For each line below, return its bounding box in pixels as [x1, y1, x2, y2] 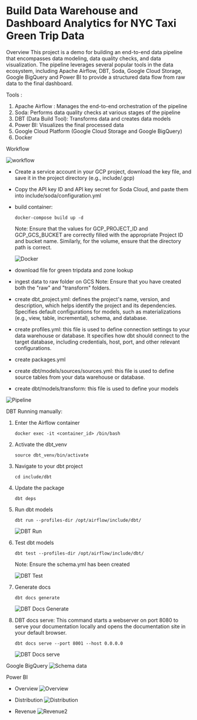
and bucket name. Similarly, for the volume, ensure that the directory [14, 237, 181, 245]
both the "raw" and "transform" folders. [14, 284, 111, 291]
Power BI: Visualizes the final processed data [14, 121, 125, 128]
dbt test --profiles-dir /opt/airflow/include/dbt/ [14, 550, 144, 556]
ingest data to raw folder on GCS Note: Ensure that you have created [14, 278, 181, 285]
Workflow [6, 145, 29, 152]
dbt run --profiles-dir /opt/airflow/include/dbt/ [14, 517, 142, 523]
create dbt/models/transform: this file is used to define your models [14, 385, 179, 392]
